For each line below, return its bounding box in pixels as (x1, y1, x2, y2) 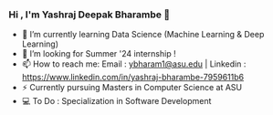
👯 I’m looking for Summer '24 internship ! (21, 48, 176, 59)
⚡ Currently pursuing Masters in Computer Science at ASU (21, 82, 243, 93)
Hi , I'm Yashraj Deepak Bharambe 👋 (8, 8, 171, 21)
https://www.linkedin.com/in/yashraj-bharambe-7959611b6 (21, 72, 244, 83)
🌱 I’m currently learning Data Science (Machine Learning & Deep (21, 29, 265, 40)
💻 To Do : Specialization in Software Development (21, 96, 212, 107)
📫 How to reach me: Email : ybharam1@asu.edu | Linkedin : (21, 58, 247, 69)
